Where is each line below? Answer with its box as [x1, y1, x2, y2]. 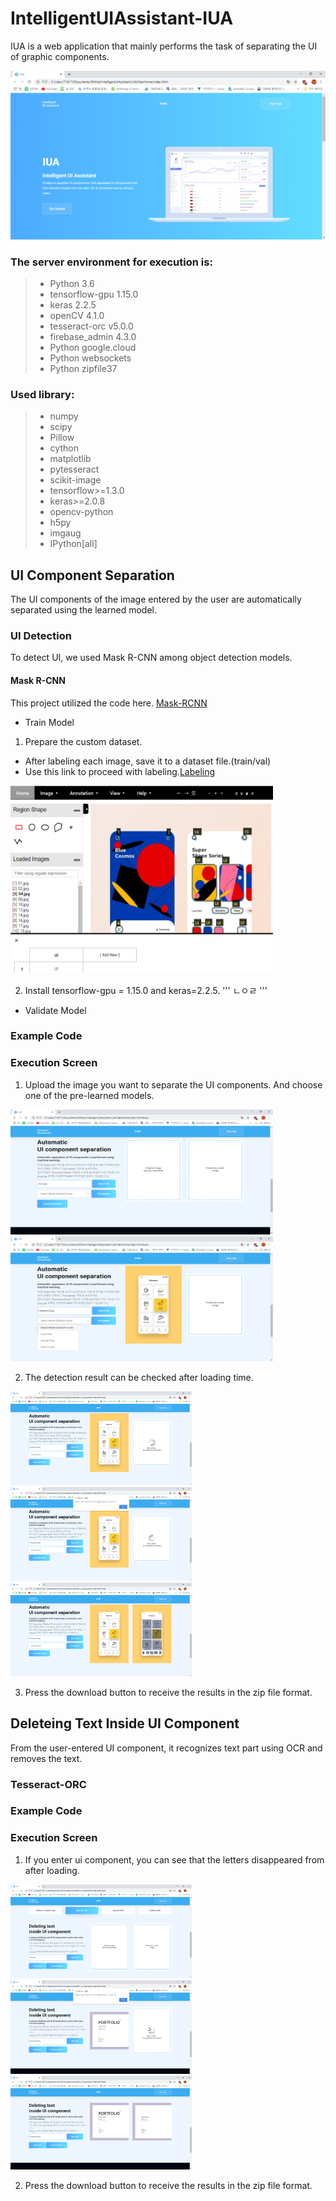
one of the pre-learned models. [24, 1089, 155, 1101]
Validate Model [24, 1004, 87, 1016]
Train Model [24, 716, 75, 728]
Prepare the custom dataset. [24, 735, 143, 747]
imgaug [49, 527, 82, 539]
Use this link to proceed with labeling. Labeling [24, 765, 216, 777]
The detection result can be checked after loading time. [24, 1371, 254, 1383]
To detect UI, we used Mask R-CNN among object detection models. [10, 652, 293, 664]
